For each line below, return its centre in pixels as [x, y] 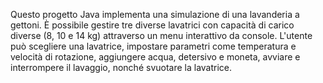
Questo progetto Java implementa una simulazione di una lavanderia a [155, 14]
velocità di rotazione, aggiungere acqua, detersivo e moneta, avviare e [155, 57]
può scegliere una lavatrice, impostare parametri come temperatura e [153, 46]
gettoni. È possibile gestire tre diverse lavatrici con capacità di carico [152, 25]
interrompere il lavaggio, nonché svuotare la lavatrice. [121, 67]
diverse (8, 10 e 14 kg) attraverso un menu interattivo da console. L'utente [161, 35]
